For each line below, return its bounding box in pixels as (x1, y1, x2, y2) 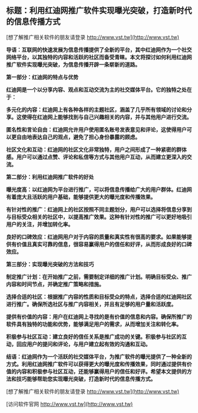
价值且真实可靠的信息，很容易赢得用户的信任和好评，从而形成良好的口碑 (16, 240, 192, 247)
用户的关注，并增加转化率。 (6, 221, 74, 228)
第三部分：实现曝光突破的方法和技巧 (6, 260, 94, 267)
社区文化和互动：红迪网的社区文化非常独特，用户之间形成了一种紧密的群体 (6, 146, 187, 153)
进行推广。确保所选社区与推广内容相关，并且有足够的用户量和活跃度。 (6, 301, 177, 308)
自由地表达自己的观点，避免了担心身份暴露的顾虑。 (16, 133, 140, 140)
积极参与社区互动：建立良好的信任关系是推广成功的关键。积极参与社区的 (6, 333, 181, 340)
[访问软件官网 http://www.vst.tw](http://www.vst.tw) (6, 400, 133, 407)
